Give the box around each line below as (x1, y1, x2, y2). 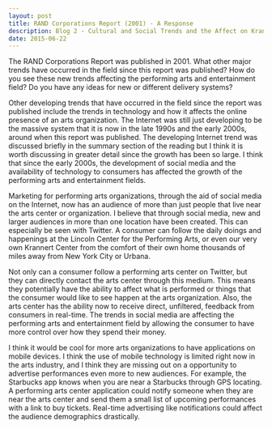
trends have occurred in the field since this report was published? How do (8, 66, 255, 75)
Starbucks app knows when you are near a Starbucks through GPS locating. (8, 377, 262, 387)
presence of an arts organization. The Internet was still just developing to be (8, 115, 263, 125)
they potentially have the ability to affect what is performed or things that (8, 284, 252, 294)
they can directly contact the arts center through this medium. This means (8, 276, 256, 286)
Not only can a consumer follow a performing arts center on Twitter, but (8, 267, 248, 277)
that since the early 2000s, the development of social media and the (8, 159, 236, 168)
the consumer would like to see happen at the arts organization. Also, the (8, 293, 253, 303)
